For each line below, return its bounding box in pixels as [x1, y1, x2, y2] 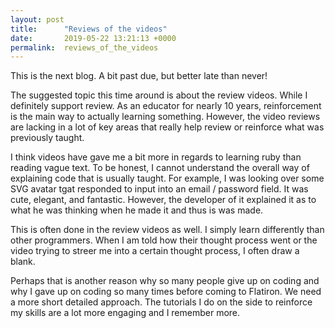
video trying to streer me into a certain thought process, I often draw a [10, 245, 300, 257]
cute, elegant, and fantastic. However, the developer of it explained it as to [10, 194, 317, 206]
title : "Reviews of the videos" [10, 24, 168, 34]
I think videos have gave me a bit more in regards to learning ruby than [10, 151, 302, 163]
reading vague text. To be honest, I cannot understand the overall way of [10, 162, 310, 174]
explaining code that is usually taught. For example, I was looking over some [10, 172, 325, 185]
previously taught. [10, 132, 85, 144]
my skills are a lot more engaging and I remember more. [10, 307, 241, 319]
